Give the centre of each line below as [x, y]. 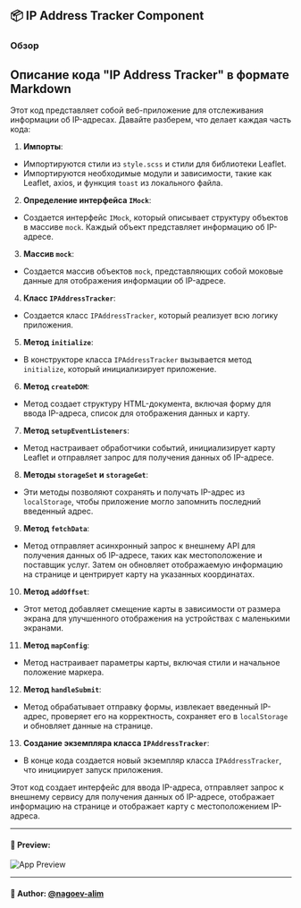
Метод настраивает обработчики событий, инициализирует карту [149, 448]
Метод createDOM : [56, 386]
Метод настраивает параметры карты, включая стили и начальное [151, 663]
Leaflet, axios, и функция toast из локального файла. [123, 183]
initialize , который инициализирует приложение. [120, 369]
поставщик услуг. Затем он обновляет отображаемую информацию [153, 565]
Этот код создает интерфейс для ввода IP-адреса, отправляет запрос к [147, 787]
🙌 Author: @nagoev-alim [57, 893]
